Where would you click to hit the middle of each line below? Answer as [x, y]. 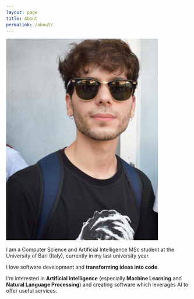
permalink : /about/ [30, 25]
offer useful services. [31, 291]
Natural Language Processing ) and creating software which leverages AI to [97, 285]
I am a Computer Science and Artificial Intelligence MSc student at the [90, 250]
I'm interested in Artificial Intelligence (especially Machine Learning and [94, 279]
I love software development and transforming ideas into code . [82, 267]
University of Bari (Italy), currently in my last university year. [78, 256]
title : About [22, 18]
